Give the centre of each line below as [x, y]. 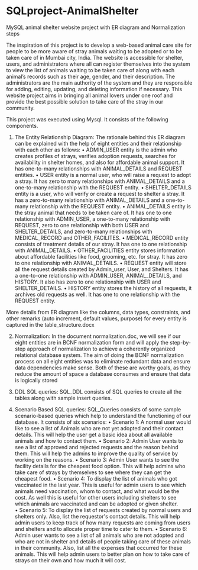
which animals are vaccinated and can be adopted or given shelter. [96, 504]
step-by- [180, 342]
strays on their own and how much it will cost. [71, 560]
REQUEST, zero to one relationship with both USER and [82, 225]
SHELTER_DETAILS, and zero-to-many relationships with [83, 231]
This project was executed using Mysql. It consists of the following [87, 119]
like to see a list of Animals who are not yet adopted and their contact [99, 428]
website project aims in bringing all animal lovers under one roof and [90, 95]
